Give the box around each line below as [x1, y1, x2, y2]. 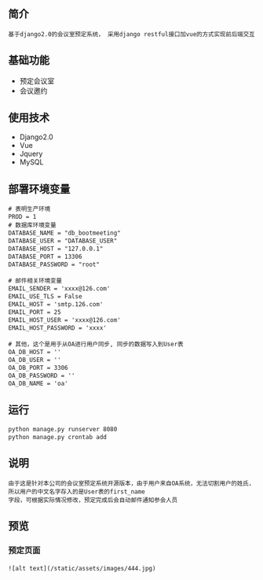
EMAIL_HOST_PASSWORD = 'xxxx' [8, 324, 108, 332]
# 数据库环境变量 [8, 221, 57, 230]
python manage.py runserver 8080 [8, 426, 118, 434]
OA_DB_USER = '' [8, 356, 61, 364]
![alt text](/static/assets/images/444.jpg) [8, 564, 156, 572]
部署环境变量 [8, 182, 71, 195]
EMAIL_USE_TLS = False [8, 293, 82, 301]
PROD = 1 [8, 213, 37, 221]
